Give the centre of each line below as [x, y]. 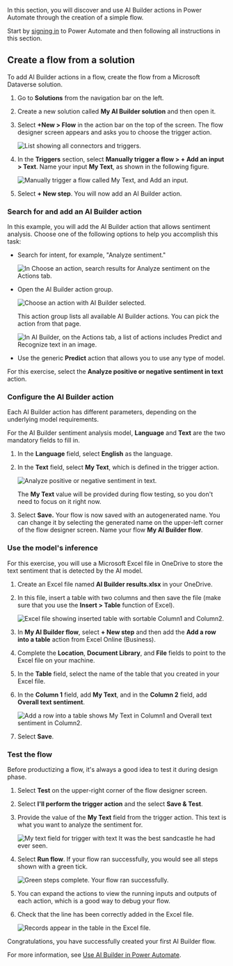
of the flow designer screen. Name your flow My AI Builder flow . [110, 530]
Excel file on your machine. [56, 660]
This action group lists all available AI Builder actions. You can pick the [118, 317]
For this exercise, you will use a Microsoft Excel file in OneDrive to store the [115, 563]
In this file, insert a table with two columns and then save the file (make [119, 597]
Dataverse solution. [35, 84]
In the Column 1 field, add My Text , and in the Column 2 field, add [112, 695]
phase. [17, 777]
